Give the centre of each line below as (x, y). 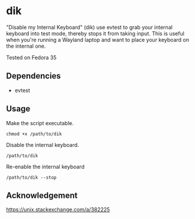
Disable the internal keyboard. (43, 145)
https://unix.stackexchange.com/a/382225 (58, 210)
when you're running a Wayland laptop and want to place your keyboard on (97, 40)
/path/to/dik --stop (32, 177)
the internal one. (26, 46)
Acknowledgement (42, 195)
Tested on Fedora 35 (32, 57)
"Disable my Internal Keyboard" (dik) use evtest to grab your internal (90, 27)
